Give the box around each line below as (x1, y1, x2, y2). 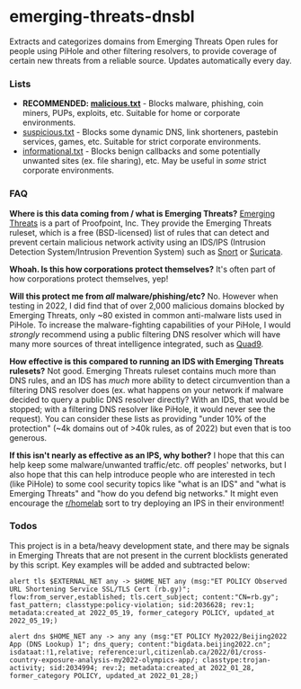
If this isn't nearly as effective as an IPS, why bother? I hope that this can (9, 450, 285, 461)
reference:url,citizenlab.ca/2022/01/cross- (97, 648, 268, 657)
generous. (9, 432, 48, 443)
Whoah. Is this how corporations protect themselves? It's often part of (9, 264, 276, 274)
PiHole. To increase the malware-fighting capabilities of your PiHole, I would (9, 319, 291, 330)
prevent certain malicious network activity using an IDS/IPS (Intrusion (9, 237, 266, 247)
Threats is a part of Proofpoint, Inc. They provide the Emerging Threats (9, 218, 272, 228)
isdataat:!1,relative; (9, 648, 94, 657)
